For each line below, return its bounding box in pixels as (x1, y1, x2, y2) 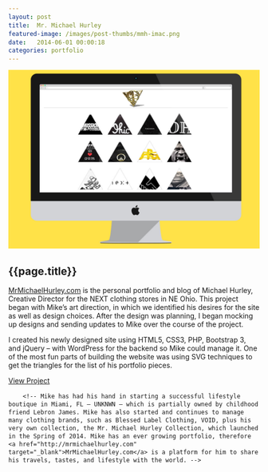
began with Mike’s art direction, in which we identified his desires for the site (8, 303, 260, 312)
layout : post (8, 13, 52, 21)
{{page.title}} (8, 264, 77, 278)
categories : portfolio (8, 46, 84, 55)
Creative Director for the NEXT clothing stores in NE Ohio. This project (8, 294, 239, 303)
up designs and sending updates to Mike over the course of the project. (8, 319, 244, 329)
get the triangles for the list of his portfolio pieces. (8, 360, 173, 371)
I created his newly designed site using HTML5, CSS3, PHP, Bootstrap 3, (8, 335, 246, 345)
